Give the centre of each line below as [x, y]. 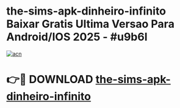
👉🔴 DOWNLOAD [50, 79]
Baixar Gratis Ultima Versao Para [91, 24]
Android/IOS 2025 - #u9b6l [77, 37]
